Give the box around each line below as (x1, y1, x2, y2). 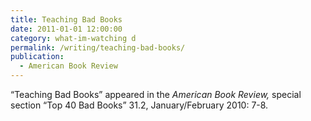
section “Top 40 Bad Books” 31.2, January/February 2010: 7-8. (10, 99, 269, 111)
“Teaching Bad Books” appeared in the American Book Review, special (10, 89, 302, 100)
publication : (10, 52, 65, 62)
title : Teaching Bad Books (10, 14, 123, 25)
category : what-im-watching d (10, 33, 137, 43)
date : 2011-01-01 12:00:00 (10, 24, 123, 34)
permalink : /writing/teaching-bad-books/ (10, 42, 186, 53)
